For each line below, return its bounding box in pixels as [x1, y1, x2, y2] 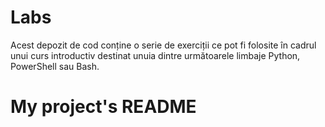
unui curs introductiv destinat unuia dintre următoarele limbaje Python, [10, 49, 301, 61]
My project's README [10, 96, 197, 118]
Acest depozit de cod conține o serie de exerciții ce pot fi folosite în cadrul [10, 39, 317, 51]
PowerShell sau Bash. [10, 60, 100, 72]
